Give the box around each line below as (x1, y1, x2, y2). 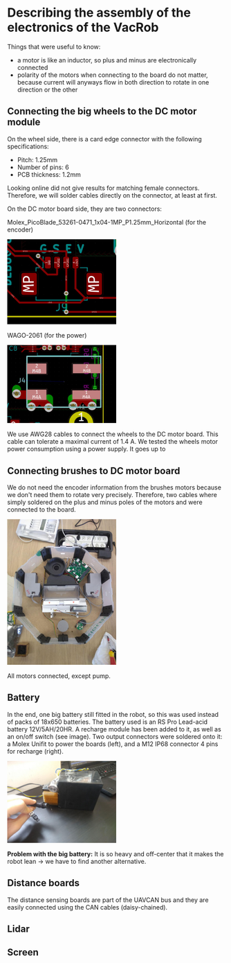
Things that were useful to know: (7, 42, 101, 51)
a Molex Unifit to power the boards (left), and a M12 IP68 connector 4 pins (7, 740, 219, 748)
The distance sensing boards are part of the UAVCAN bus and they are (7, 896, 209, 904)
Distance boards (7, 877, 80, 889)
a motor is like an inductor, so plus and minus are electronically (17, 55, 197, 64)
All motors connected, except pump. (7, 671, 111, 680)
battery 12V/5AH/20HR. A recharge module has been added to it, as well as (7, 725, 221, 733)
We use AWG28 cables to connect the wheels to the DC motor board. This (7, 430, 219, 438)
